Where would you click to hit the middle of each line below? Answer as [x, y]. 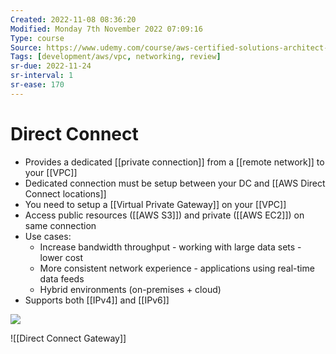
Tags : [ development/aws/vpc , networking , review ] [116, 57]
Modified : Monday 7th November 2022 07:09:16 [106, 29]
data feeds [62, 278]
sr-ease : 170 [37, 85]
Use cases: [48, 236]
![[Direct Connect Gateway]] [68, 338]
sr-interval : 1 [42, 76]
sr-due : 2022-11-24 [51, 66]
